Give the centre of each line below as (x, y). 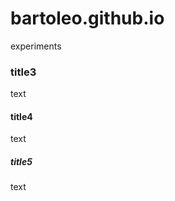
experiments (36, 46)
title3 (23, 72)
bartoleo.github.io (87, 18)
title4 (21, 116)
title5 (21, 162)
